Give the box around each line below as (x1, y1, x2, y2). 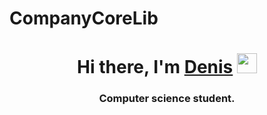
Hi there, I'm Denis (77, 56, 234, 79)
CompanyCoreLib (9, 7, 159, 30)
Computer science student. (98, 92, 236, 106)
